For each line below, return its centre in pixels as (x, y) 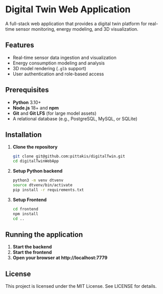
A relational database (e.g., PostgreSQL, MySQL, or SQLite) (75, 118)
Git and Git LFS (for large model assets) (54, 113)
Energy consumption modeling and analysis (59, 63)
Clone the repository (35, 147)
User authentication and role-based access (58, 74)
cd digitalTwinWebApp (36, 161)
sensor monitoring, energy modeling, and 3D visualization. (77, 29)
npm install (25, 214)
